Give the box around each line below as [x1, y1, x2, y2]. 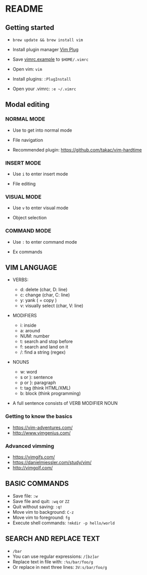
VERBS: [12, 277, 29, 283]
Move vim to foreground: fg [12, 514, 70, 520]
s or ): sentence [20, 374, 53, 380]
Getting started [5, 23, 55, 32]
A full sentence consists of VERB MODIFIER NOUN [12, 400, 118, 406]
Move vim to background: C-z [12, 509, 74, 515]
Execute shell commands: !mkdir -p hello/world [12, 520, 115, 526]
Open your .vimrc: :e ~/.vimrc [12, 86, 77, 92]
